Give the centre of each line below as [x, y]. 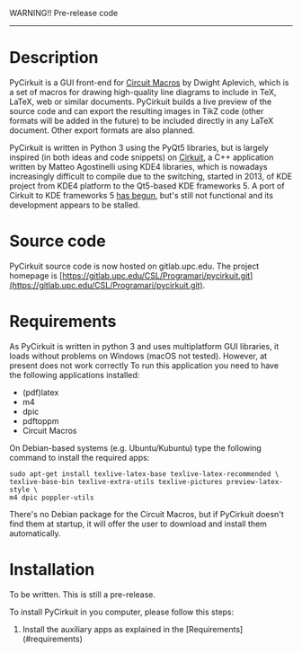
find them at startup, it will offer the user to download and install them [138, 524]
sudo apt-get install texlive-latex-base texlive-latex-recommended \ [144, 474]
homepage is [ [36, 275]
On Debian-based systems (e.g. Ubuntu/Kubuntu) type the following [136, 447]
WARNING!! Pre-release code [64, 13]
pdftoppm [40, 420]
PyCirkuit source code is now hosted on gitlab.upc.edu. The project [134, 266]
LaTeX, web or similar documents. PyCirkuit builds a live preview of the [141, 101]
